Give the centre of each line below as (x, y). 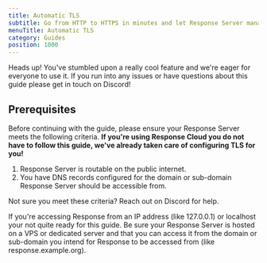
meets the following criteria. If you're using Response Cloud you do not (126, 136)
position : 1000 (33, 45)
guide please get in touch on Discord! (70, 85)
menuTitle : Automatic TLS (51, 30)
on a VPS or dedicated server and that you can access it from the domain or (133, 233)
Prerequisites (42, 109)
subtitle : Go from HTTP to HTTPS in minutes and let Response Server (126, 23)
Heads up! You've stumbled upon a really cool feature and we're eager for (130, 67)
